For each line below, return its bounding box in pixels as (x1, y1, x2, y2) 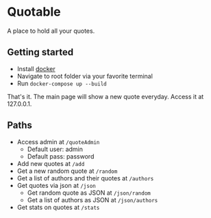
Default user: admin (27, 145, 84, 153)
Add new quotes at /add (16, 159, 85, 167)
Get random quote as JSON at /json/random (27, 189, 151, 197)
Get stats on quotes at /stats (16, 203, 100, 211)
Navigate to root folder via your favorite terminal (16, 72, 153, 80)
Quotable (7, 4, 61, 20)
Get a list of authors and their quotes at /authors (16, 174, 154, 182)
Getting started (7, 46, 74, 58)
